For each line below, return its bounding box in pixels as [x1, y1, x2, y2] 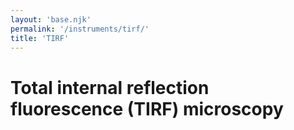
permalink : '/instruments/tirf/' [10, 24, 150, 34]
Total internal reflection [10, 76, 210, 99]
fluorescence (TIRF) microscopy [10, 97, 284, 120]
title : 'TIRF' [10, 33, 70, 43]
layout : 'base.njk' [10, 14, 92, 25]
